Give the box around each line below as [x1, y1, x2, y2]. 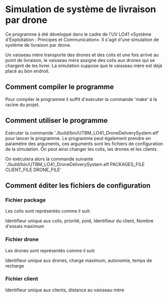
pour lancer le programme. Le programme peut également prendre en [5, 135, 151, 141]
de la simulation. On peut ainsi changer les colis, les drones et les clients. [5, 146, 158, 152]
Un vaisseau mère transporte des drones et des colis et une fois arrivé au [5, 52, 159, 58]
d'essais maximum [5, 223, 45, 229]
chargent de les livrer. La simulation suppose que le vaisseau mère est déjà [5, 62, 162, 69]
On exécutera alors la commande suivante [5, 156, 93, 162]
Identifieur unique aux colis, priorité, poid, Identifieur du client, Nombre [5, 218, 154, 224]
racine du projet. [5, 102, 40, 108]
